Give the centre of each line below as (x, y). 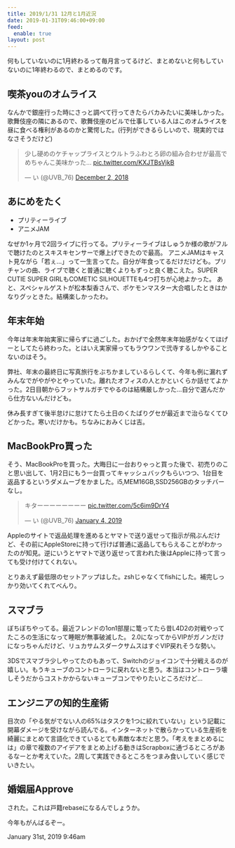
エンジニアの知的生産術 (58, 703)
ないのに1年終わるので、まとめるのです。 (67, 70)
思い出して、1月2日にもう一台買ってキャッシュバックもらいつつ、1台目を (119, 473)
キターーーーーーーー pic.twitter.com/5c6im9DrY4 (97, 506)
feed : (15, 27)
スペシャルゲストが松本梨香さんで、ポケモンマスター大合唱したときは (120, 287)
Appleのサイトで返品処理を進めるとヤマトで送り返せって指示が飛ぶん (108, 536)
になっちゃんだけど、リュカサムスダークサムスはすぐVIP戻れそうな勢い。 (113, 646)
